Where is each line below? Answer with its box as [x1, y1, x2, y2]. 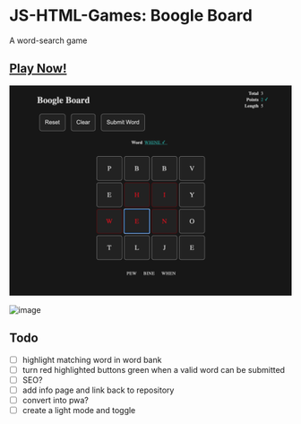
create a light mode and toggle [21, 404, 136, 415]
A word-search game [9, 35, 88, 46]
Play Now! [9, 61, 67, 76]
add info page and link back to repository [21, 385, 175, 395]
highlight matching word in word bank [21, 354, 162, 365]
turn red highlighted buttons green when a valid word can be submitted [21, 364, 285, 375]
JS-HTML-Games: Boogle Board [9, 5, 253, 26]
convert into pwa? [21, 394, 90, 405]
